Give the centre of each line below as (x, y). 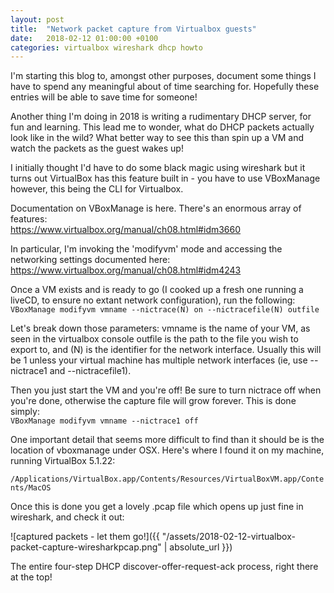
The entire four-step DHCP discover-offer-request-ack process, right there (164, 567)
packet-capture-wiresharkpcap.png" (86, 547)
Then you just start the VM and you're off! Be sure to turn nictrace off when (166, 390)
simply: (25, 412)
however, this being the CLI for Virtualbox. (97, 189)
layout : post (37, 19)
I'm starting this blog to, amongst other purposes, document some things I (163, 76)
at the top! (31, 577)
